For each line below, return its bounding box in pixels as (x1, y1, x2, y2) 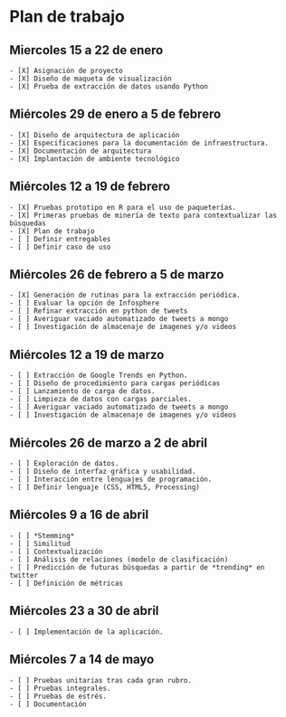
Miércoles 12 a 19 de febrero (9, 179, 170, 194)
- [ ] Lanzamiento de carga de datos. (9, 387, 156, 396)
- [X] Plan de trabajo (9, 226, 95, 236)
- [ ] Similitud (9, 539, 71, 548)
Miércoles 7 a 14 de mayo (9, 652, 155, 667)
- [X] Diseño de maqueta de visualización (9, 74, 172, 83)
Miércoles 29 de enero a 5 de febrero (9, 107, 222, 122)
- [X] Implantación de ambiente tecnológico (9, 154, 180, 164)
